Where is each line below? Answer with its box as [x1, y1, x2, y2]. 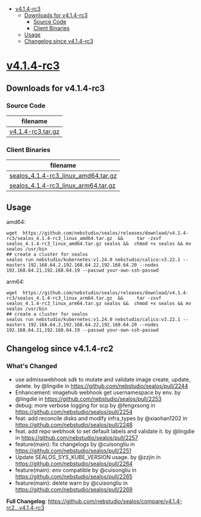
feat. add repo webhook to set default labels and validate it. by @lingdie [15, 427, 195, 435]
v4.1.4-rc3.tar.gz [9, 127, 60, 136]
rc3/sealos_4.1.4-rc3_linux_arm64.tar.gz [6, 295, 113, 301]
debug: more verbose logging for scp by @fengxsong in [15, 401, 156, 409]
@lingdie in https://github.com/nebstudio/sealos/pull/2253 [15, 395, 162, 403]
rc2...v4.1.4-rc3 [6, 504, 44, 511]
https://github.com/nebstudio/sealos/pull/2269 [15, 485, 133, 493]
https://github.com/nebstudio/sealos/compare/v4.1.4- [47, 498, 183, 505]
